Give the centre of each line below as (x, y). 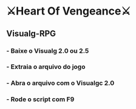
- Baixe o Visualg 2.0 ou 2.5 (48, 51)
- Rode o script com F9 (40, 99)
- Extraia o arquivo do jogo (46, 67)
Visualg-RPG (31, 34)
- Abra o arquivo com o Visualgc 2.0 (60, 83)
